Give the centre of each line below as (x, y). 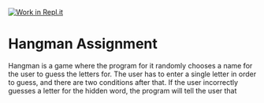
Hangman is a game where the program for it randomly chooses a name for (130, 65)
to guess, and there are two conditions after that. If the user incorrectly (123, 82)
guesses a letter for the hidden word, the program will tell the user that (123, 90)
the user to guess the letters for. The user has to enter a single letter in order (132, 74)
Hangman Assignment (83, 44)
